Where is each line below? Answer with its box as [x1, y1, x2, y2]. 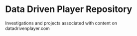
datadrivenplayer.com [5, 25, 50, 31]
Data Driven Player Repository [5, 3, 133, 15]
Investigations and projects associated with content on [5, 20, 118, 26]
